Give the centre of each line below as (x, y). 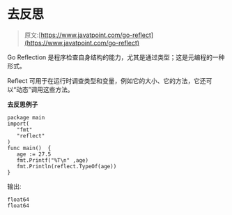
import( (18, 124)
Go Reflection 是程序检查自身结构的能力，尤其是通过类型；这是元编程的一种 (116, 57)
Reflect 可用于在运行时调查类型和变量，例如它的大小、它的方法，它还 (107, 80)
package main (26, 117)
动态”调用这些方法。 (45, 89)
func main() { (29, 148)
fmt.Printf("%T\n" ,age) (53, 160)
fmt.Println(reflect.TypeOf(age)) (67, 166)
